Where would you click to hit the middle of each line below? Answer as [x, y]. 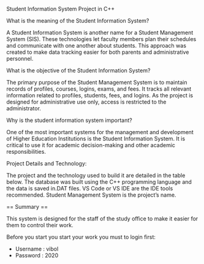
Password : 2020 [37, 255]
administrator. [24, 108]
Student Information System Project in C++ [61, 9]
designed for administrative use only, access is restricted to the [86, 102]
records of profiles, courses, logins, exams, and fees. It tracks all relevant [99, 89]
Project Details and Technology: [47, 164]
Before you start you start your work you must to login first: [81, 237]
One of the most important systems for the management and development [100, 132]
